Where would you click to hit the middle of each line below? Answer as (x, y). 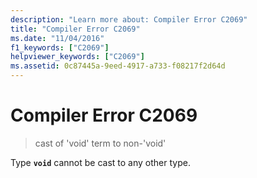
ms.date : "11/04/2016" (57, 38)
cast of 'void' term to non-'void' (100, 143)
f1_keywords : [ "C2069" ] (60, 47)
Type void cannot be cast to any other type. (100, 162)
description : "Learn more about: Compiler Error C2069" (129, 19)
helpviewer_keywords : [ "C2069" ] (77, 57)
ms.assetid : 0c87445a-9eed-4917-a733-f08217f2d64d (118, 66)
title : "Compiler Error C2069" (75, 29)
